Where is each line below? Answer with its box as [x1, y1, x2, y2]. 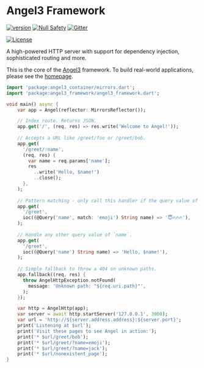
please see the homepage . [6, 72, 73, 80]
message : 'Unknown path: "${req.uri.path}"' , [28, 283, 147, 289]
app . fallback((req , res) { [17, 272, 86, 278]
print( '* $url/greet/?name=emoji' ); [17, 339, 111, 346]
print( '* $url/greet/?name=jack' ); [17, 345, 108, 351]
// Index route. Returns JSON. [17, 118, 97, 124]
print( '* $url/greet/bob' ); [17, 334, 89, 340]
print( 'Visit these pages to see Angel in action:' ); [17, 328, 157, 334]
